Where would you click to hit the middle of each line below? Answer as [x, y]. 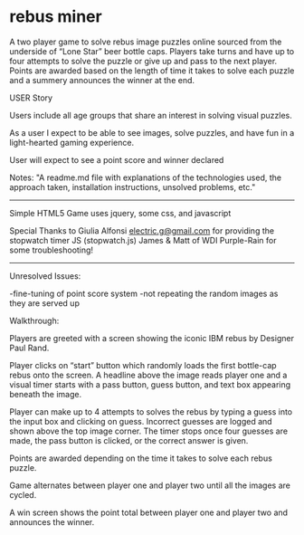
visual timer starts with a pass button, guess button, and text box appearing [150, 384]
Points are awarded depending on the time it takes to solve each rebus [141, 458]
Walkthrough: [34, 320]
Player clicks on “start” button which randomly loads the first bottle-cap [143, 365]
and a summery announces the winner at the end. [102, 80]
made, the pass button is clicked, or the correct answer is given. [129, 440]
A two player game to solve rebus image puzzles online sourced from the [146, 42]
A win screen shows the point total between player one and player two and [148, 512]
